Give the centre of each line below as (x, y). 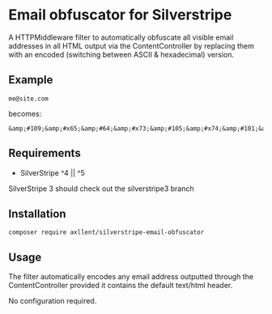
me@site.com (28, 99)
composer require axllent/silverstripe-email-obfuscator (106, 232)
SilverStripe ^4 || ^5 (52, 172)
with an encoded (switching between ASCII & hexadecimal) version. (121, 54)
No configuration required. (53, 301)
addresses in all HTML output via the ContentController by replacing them (132, 45)
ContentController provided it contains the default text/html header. (121, 286)
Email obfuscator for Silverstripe (120, 15)
